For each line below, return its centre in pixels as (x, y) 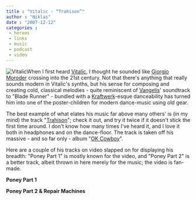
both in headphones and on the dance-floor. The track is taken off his (90, 132)
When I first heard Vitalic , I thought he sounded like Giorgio (98, 71)
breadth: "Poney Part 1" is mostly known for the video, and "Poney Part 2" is (98, 156)
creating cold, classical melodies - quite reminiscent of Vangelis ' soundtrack (98, 90)
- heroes (19, 33)
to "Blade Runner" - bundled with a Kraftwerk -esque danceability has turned (98, 96)
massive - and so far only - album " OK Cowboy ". (65, 138)
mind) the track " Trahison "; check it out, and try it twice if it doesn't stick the (98, 120)
